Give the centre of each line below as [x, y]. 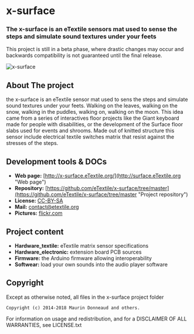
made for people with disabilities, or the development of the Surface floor [95, 124]
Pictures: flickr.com [38, 213]
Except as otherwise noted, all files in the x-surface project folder [85, 297]
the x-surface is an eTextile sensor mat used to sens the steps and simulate [97, 99]
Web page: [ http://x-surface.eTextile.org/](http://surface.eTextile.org [98, 176]
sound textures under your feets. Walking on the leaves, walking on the [92, 106]
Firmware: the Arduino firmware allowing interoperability [83, 258]
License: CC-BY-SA [39, 201]
